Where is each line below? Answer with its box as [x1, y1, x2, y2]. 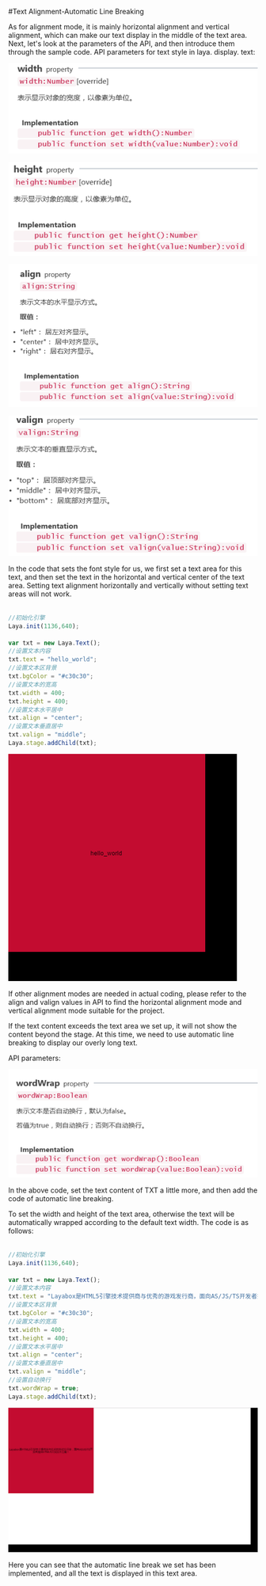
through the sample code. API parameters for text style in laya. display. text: [8, 48, 256, 56]
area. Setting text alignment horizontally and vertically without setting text [8, 581, 249, 591]
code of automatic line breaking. [8, 1194, 114, 1204]
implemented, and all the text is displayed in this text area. [8, 1568, 198, 1578]
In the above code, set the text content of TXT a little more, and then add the [8, 1185, 258, 1195]
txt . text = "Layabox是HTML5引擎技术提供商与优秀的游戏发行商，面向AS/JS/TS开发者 [8, 1292, 257, 1301]
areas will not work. [8, 589, 72, 599]
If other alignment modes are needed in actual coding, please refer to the [8, 989, 247, 998]
